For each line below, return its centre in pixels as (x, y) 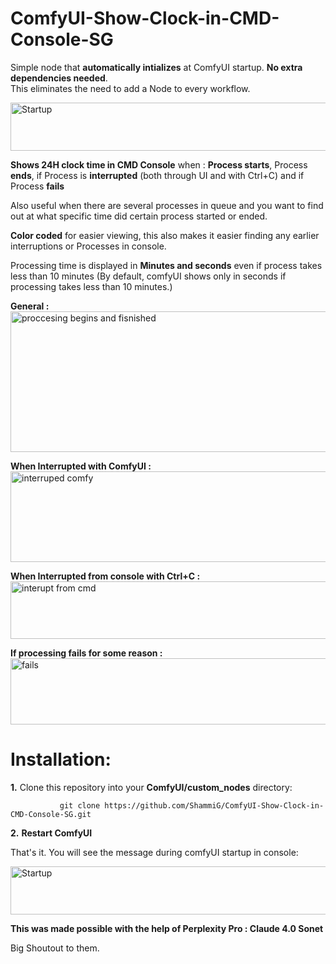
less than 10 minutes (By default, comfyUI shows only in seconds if (148, 276)
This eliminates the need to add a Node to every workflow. (130, 88)
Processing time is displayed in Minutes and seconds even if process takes (166, 265)
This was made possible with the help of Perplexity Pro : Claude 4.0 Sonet (167, 928)
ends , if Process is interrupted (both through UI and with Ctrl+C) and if (157, 175)
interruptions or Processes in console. (88, 246)
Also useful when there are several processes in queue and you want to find (167, 205)
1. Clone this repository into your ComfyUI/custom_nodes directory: (151, 787)
